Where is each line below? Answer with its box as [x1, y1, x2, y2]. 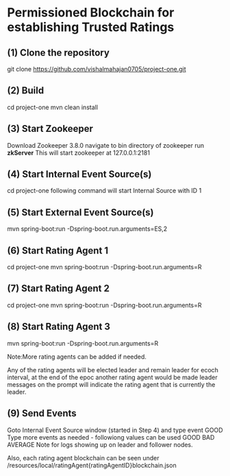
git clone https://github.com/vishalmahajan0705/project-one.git [7, 65, 186, 73]
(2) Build [7, 84, 44, 97]
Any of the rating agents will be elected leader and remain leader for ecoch [7, 365, 219, 374]
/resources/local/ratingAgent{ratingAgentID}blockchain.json [7, 461, 177, 469]
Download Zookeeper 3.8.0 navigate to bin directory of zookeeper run [7, 141, 205, 149]
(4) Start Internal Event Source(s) [7, 168, 152, 180]
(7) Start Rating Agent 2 [7, 283, 110, 295]
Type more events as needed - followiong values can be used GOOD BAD [7, 433, 215, 441]
